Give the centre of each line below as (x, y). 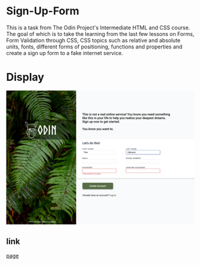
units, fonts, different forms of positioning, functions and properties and (94, 47)
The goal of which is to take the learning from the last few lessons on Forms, (100, 33)
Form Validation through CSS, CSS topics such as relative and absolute (93, 40)
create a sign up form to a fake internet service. (65, 53)
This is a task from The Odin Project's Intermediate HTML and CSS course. (98, 28)
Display (25, 77)
